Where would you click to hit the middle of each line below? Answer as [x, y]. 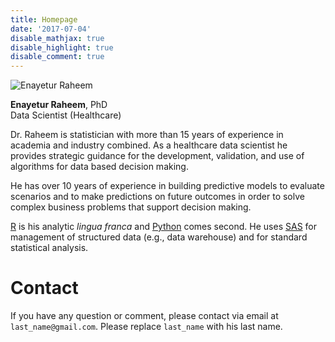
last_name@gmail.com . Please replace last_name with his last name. [146, 327]
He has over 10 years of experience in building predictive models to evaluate [167, 186]
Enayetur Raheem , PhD [59, 105]
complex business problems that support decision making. [131, 207]
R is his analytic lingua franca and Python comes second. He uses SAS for [163, 227]
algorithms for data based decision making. [99, 167]
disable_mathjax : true [57, 38]
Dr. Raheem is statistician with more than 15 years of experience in [147, 135]
